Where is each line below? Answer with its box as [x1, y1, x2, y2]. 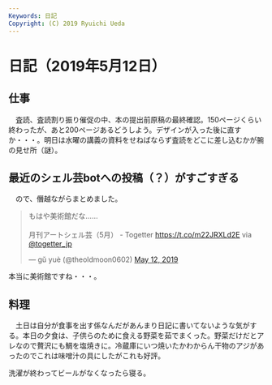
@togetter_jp [28, 239, 73, 249]
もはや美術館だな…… [28, 212, 98, 221]
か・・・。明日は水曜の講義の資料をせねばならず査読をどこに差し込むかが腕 [8, 135, 265, 144]
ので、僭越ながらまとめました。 [15, 194, 123, 203]
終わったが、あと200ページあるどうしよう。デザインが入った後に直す [8, 125, 242, 135]
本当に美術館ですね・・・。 [8, 272, 101, 281]
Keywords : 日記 [8, 11, 58, 20]
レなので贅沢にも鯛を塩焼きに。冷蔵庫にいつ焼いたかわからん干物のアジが [8, 341, 257, 351]
